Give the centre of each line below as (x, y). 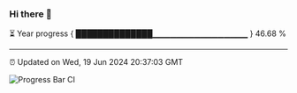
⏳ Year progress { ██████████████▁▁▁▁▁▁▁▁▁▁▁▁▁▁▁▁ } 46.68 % (148, 33)
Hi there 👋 (31, 14)
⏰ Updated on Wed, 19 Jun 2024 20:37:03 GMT (96, 62)
